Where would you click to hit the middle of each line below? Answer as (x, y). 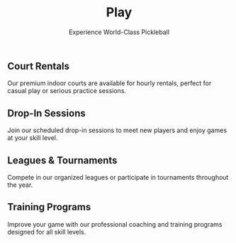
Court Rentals (38, 66)
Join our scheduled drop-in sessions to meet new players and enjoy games (117, 130)
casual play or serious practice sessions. (67, 91)
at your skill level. (33, 138)
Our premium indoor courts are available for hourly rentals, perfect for (109, 83)
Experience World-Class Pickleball (119, 32)
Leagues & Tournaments (62, 160)
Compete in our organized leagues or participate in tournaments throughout (118, 177)
